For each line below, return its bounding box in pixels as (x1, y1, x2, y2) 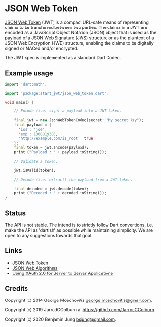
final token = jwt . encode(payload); (14, 145, 89, 150)
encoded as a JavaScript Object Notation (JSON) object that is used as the (5, 29, 157, 35)
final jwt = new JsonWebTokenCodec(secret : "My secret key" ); (14, 118, 144, 123)
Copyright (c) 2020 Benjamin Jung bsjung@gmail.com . (5, 316, 116, 322)
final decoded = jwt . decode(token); (14, 186, 89, 191)
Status (5, 209, 26, 218)
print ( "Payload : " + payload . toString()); (14, 150, 107, 155)
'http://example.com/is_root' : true (18, 136, 93, 141)
